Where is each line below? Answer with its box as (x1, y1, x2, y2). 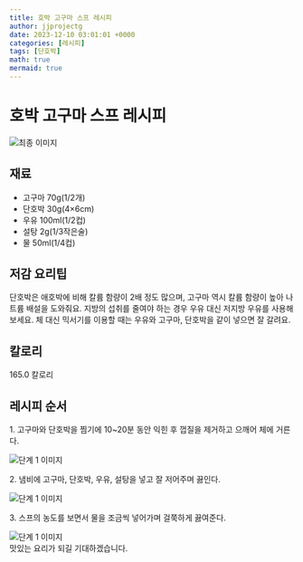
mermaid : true (9, 64, 63, 73)
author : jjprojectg (9, 22, 83, 31)
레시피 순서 (9, 398, 68, 414)
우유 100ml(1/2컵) (22, 214, 86, 225)
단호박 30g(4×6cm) (22, 203, 95, 214)
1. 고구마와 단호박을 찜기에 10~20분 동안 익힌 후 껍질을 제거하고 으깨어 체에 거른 (9, 424, 291, 435)
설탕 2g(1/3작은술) (22, 225, 89, 236)
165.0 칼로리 (9, 369, 54, 380)
